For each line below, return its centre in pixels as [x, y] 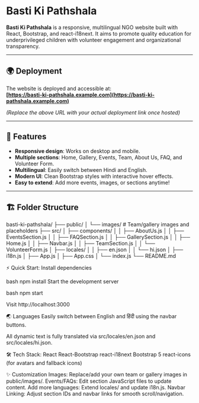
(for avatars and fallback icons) [44, 363]
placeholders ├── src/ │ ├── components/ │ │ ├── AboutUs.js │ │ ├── [95, 231]
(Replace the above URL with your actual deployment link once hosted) [93, 112]
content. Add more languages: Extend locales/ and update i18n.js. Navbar [96, 388]
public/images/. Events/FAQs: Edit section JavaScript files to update [89, 381]
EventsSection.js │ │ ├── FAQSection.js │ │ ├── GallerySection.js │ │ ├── [98, 237]
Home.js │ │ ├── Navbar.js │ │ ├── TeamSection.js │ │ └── [81, 244]
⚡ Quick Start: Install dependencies [49, 268]
